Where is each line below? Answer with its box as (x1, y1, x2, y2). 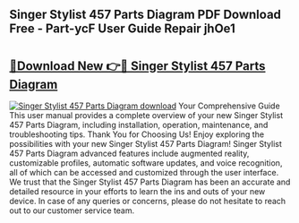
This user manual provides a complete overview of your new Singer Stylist (9, 110, 284, 120)
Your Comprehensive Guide (178, 100, 280, 111)
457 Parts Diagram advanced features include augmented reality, (9, 148, 250, 159)
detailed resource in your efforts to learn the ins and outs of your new (9, 186, 266, 196)
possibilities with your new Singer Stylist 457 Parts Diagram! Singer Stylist (9, 139, 282, 149)
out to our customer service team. (9, 205, 135, 216)
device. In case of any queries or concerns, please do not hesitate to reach (9, 196, 286, 206)
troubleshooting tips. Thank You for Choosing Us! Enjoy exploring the (9, 129, 265, 140)
